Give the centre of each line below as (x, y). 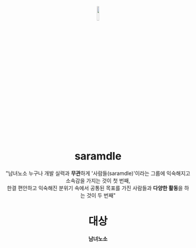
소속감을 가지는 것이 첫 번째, (98, 180)
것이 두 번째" (101, 195)
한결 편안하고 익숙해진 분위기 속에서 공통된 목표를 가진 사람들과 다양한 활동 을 (95, 188)
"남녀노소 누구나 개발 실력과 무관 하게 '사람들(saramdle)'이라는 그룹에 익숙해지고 (98, 173)
